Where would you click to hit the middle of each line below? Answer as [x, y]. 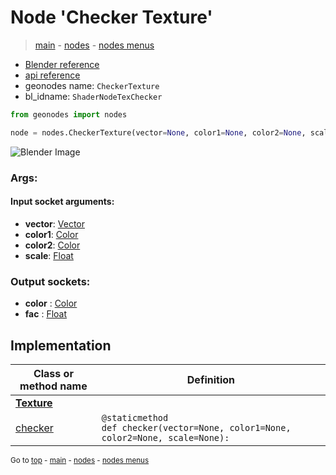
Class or [53, 373]
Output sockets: [50, 281]
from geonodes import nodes [69, 114]
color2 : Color [52, 245]
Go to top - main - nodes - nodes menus [80, 460]
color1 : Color [51, 234]
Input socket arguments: [62, 202]
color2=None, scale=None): [165, 437]
